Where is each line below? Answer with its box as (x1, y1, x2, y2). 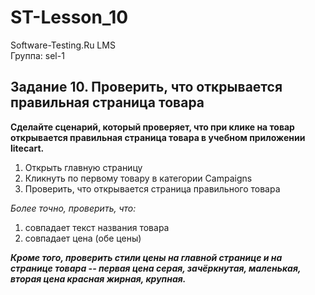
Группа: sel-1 (10, 49, 65, 61)
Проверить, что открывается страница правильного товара (24, 182, 281, 195)
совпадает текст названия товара (24, 221, 170, 233)
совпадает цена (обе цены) (24, 232, 142, 244)
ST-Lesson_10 (10, 6, 129, 29)
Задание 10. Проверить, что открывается (10, 79, 283, 96)
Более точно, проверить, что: (10, 202, 137, 214)
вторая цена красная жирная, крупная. (10, 272, 187, 285)
